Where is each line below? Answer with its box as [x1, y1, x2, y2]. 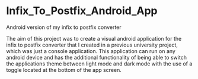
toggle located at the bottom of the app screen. [6, 66, 122, 73]
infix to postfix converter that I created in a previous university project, [6, 41, 178, 48]
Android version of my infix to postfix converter [6, 24, 122, 31]
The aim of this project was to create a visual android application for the [6, 35, 182, 42]
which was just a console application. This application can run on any [6, 47, 176, 54]
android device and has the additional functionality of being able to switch [6, 54, 187, 61]
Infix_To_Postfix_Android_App [6, 4, 158, 18]
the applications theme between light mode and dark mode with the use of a [6, 60, 193, 67]
